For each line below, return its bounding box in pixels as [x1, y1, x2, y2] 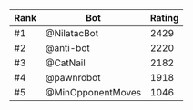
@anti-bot [45, 42, 90, 54]
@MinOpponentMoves [45, 86, 142, 98]
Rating [149, 12, 179, 24]
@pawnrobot [45, 72, 101, 84]
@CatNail [45, 56, 86, 69]
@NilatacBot [45, 27, 98, 39]
